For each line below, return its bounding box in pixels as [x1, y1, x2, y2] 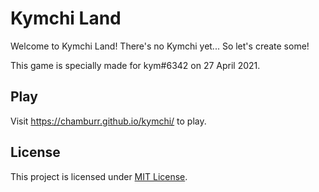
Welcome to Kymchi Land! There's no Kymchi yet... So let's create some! [10, 40, 310, 52]
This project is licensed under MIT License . [10, 170, 188, 182]
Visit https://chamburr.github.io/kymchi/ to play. [10, 115, 207, 127]
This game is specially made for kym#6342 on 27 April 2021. [10, 59, 261, 71]
